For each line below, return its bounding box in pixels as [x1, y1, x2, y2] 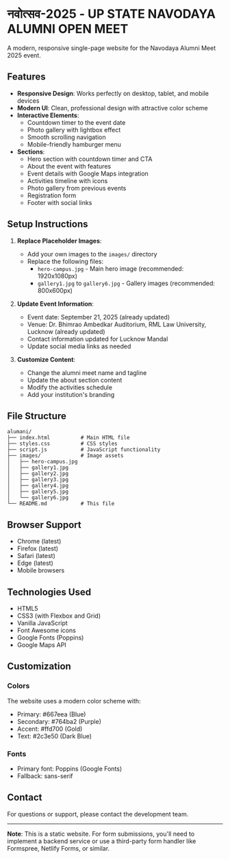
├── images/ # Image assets [7, 452, 125, 459]
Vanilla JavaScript [16, 619, 68, 627]
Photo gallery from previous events [27, 184, 127, 192]
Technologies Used [7, 586, 91, 598]
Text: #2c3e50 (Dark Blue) [16, 731, 92, 740]
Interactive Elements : [16, 111, 79, 119]
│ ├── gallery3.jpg [7, 476, 69, 483]
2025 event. [7, 51, 41, 59]
